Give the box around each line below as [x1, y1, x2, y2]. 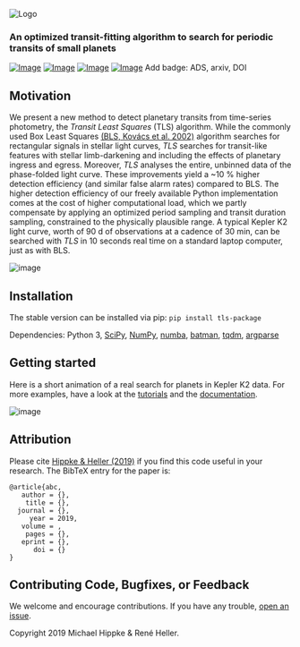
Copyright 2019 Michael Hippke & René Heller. [9, 627, 179, 639]
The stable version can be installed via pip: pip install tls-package [9, 311, 261, 322]
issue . [9, 610, 31, 621]
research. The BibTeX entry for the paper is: [9, 465, 171, 476]
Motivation [9, 88, 72, 103]
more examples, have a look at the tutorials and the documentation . [9, 388, 258, 399]
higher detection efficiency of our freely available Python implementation [9, 188, 279, 199]
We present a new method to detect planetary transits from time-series [9, 112, 271, 123]
